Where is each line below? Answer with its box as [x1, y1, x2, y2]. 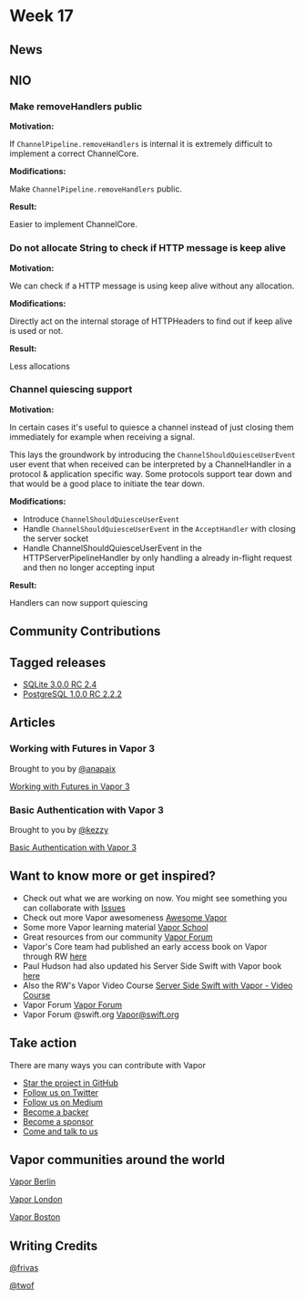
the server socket [22, 533, 89, 544]
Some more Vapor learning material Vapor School [22, 921, 208, 932]
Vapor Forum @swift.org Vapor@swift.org [22, 1009, 179, 1020]
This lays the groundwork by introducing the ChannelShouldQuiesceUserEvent [9, 449, 296, 460]
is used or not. [9, 325, 64, 336]
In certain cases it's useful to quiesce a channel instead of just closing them [9, 421, 294, 432]
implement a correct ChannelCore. [9, 148, 139, 160]
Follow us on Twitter [22, 1087, 98, 1097]
